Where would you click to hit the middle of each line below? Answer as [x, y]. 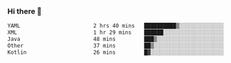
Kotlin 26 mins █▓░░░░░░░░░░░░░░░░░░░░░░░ [116, 52]
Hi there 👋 [25, 11]
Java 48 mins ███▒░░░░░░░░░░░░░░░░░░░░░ [116, 39]
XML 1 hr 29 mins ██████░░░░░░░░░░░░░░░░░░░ [116, 33]
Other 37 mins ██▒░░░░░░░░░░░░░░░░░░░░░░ [116, 45]
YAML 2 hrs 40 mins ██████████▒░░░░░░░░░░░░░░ [116, 26]
